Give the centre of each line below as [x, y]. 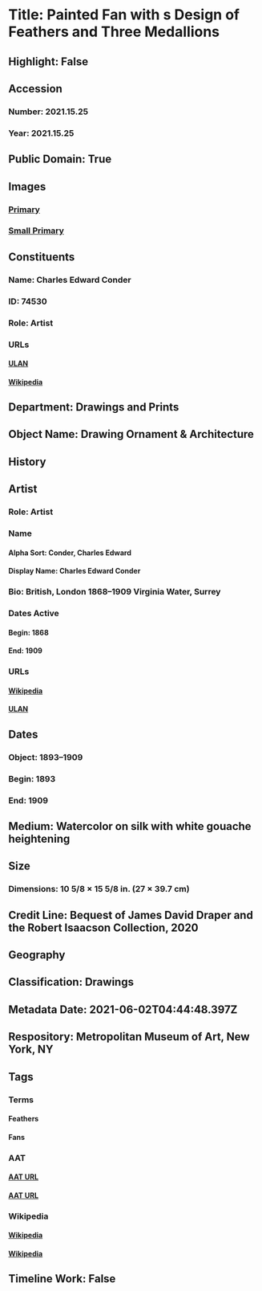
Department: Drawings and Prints [94, 407]
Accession [35, 89]
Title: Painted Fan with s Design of [124, 15]
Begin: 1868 [29, 632]
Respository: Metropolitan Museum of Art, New [129, 1037]
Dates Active [34, 614]
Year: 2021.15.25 [41, 133]
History [27, 462]
